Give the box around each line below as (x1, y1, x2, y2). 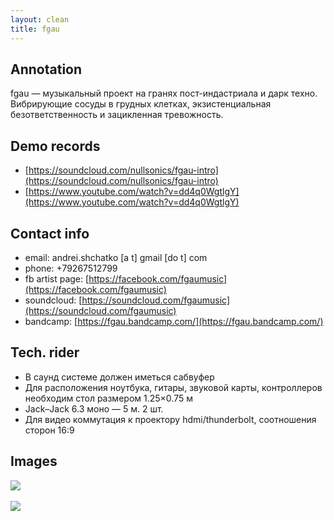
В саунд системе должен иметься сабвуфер (24, 371, 215, 383)
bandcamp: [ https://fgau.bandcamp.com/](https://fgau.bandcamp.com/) (24, 315, 324, 327)
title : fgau (10, 24, 60, 34)
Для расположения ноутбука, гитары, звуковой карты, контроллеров (24, 381, 323, 393)
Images (10, 453, 58, 470)
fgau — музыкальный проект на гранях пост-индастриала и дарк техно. (10, 87, 318, 100)
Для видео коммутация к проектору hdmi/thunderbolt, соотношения (24, 413, 317, 425)
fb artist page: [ (24, 272, 90, 285)
